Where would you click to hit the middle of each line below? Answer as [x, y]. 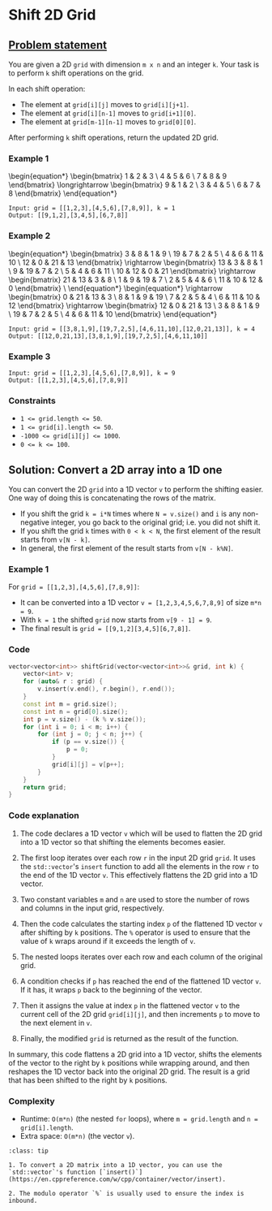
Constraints [32, 400]
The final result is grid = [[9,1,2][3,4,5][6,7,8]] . [105, 629]
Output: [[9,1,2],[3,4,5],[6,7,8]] [68, 216]
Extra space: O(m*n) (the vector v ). [77, 1135]
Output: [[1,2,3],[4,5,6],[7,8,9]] [68, 380]
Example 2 [30, 236]
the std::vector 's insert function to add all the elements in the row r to [139, 866]
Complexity [32, 1101]
